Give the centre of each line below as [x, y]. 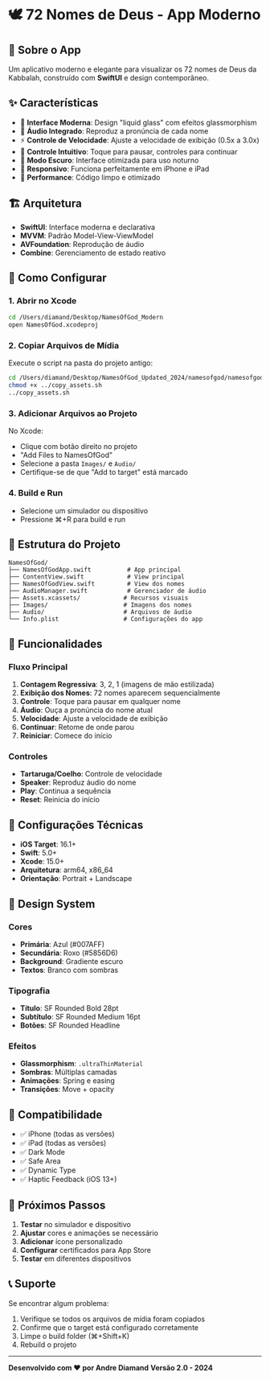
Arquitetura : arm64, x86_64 [67, 870]
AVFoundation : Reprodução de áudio [82, 244]
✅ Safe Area [41, 1161]
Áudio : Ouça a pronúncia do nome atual [86, 710]
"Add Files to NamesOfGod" [66, 455]
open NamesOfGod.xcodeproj [53, 325]
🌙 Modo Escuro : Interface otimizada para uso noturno [109, 160]
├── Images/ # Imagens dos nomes [100, 605]
